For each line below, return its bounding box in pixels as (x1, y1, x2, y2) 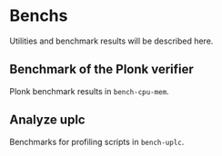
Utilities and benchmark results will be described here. (9, 35, 214, 46)
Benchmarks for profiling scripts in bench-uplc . (9, 136, 185, 147)
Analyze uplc (9, 112, 86, 128)
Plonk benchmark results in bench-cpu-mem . (9, 85, 170, 96)
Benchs (9, 5, 68, 26)
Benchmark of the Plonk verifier (9, 62, 194, 77)
